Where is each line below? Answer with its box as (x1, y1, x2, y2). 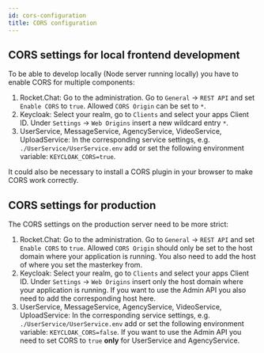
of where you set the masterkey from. (19, 260, 143, 270)
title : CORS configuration (8, 19, 97, 27)
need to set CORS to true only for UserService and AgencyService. (19, 336, 240, 345)
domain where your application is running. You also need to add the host (19, 252, 256, 261)
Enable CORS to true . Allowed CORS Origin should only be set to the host (19, 243, 253, 253)
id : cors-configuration (8, 11, 87, 20)
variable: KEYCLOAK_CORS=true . (19, 152, 116, 161)
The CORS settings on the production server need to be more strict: (8, 219, 229, 230)
